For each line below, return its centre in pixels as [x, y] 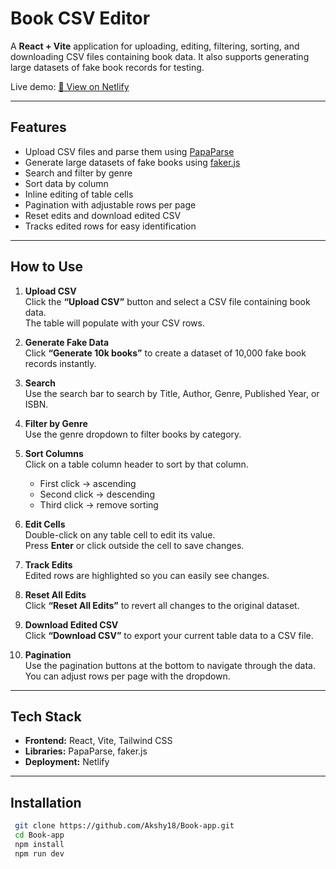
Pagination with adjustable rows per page [110, 204]
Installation [46, 802]
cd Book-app [39, 835]
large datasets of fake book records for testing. [107, 67]
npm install [39, 844]
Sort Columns [54, 453]
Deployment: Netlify [67, 762]
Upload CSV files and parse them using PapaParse [129, 151]
